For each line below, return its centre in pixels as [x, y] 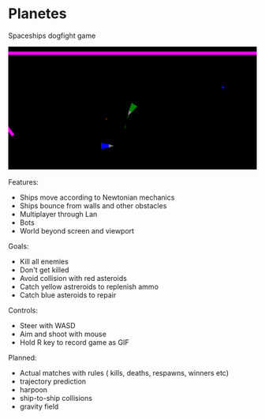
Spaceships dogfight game [52, 36]
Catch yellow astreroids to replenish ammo [89, 287]
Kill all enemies [44, 262]
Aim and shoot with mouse [63, 334]
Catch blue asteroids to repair [68, 295]
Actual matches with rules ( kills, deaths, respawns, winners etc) [124, 373]
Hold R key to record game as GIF [74, 342]
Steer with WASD [48, 326]
